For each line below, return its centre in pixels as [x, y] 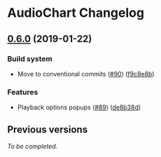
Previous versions [48, 129]
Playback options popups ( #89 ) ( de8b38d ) [79, 107]
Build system [30, 59]
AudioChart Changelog [76, 13]
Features [23, 92]
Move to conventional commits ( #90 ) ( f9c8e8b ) [86, 74]
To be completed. [33, 146]
